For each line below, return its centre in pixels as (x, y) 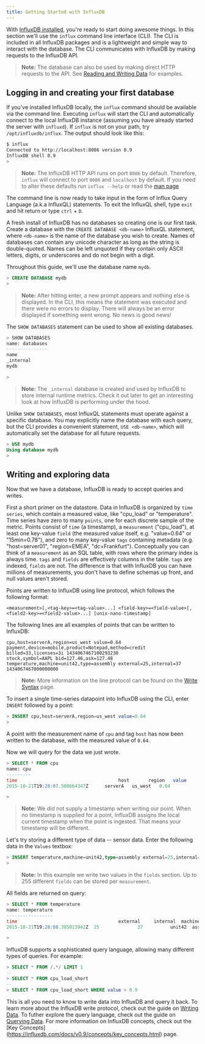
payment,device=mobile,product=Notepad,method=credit (76, 648)
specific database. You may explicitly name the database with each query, (100, 420)
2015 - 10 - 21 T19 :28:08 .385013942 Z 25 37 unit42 (97, 927)
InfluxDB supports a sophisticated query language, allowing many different (100, 949)
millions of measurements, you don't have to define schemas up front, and (100, 572)
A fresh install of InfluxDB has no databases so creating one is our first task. (102, 223)
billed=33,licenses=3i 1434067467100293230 (63, 653)
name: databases (27, 343)
